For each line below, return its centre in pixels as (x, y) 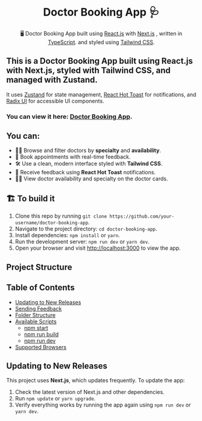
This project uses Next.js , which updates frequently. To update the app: (96, 381)
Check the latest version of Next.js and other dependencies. (90, 392)
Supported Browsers (41, 347)
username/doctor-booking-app (52, 223)
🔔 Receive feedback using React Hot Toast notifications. (85, 173)
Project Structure (39, 267)
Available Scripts (36, 321)
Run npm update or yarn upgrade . (55, 399)
